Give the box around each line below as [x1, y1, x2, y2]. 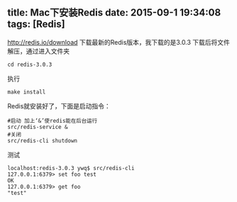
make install [7, 88, 46, 96]
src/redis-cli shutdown [7, 137, 78, 144]
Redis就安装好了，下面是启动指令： [7, 101, 111, 110]
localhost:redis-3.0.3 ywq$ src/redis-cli [7, 164, 135, 172]
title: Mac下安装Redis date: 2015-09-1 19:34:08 [7, 6, 221, 19]
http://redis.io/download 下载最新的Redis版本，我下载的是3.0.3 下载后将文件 [7, 38, 231, 46]
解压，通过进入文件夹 [7, 47, 70, 55]
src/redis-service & [7, 123, 69, 130]
